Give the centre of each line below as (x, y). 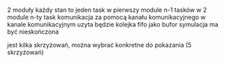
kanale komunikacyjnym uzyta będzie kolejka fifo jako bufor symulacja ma (113, 24)
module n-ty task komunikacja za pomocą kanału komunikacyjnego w (107, 17)
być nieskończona (33, 32)
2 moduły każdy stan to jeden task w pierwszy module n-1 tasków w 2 (107, 10)
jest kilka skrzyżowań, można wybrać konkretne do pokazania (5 (99, 45)
